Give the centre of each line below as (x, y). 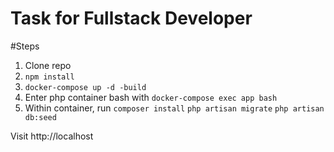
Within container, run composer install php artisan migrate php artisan (174, 108)
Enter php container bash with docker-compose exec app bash (151, 97)
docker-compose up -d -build (85, 87)
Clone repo (48, 65)
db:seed (40, 117)
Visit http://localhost (52, 136)
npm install (49, 77)
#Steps (25, 46)
